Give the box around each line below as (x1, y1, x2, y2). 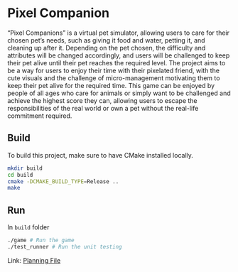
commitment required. (7, 111, 72, 120)
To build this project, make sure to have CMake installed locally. (7, 151, 194, 159)
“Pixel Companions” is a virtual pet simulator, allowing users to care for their (7, 28, 229, 37)
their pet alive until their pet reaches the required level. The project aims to (7, 58, 226, 67)
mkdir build (7, 165, 43, 172)
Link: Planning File (7, 256, 61, 264)
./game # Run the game (7, 236, 75, 244)
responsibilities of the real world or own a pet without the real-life (7, 104, 199, 112)
